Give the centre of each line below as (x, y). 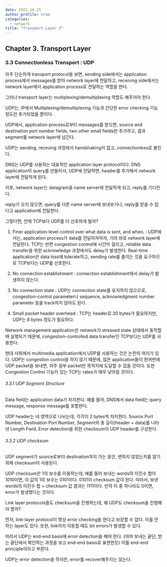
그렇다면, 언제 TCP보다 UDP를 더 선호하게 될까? (52, 221)
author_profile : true (28, 14)
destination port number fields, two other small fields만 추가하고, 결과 (75, 131)
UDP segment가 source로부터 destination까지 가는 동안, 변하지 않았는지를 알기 (83, 457)
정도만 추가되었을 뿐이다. (29, 114)
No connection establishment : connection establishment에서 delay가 (83, 273)
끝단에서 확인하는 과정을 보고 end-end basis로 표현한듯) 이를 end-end (79, 543)
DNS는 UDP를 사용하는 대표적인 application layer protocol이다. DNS (73, 164)
